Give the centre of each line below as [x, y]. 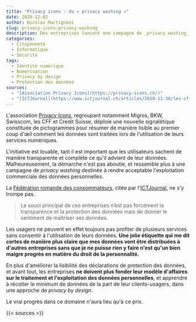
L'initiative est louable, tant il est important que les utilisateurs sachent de [94, 151]
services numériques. [32, 140]
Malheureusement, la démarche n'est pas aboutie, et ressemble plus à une [96, 164]
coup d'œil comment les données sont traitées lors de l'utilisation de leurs [95, 134]
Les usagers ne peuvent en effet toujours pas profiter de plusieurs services [97, 229]
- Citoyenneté [28, 44]
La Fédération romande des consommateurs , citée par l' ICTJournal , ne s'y [95, 187]
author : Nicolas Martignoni [40, 22]
